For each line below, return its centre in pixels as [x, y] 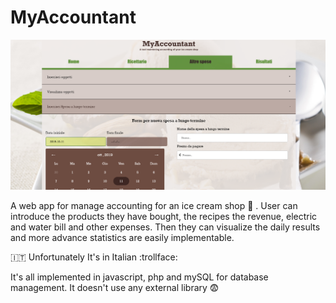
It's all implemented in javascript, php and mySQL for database [139, 277]
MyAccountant [73, 17]
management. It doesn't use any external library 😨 [115, 287]
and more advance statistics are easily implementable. [122, 237]
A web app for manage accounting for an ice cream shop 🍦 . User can [154, 205]
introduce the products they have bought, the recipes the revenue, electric [164, 216]
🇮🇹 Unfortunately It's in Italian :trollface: [94, 257]
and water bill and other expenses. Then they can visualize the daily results [165, 227]
